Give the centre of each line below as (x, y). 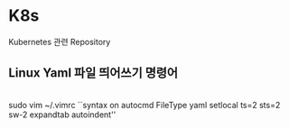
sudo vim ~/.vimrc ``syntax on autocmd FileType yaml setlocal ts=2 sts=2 (144, 105)
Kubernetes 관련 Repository (60, 41)
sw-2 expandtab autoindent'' (62, 115)
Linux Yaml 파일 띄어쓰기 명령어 (93, 73)
